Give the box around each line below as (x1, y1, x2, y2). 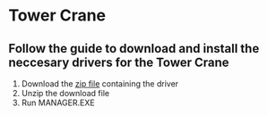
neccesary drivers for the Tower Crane (8, 54, 229, 70)
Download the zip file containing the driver (21, 78, 179, 89)
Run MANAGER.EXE (21, 97, 95, 108)
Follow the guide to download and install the (8, 41, 260, 56)
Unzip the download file (21, 88, 109, 98)
